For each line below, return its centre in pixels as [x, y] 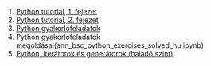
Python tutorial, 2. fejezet [57, 20]
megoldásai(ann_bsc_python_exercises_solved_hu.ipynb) [110, 45]
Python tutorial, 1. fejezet [57, 12]
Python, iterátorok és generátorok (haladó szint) [94, 54]
